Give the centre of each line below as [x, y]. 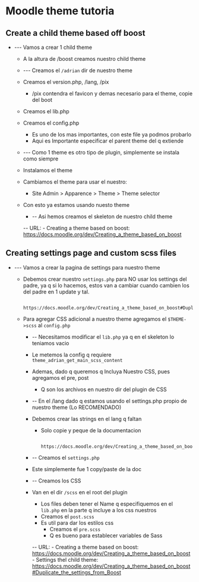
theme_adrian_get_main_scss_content [77, 360]
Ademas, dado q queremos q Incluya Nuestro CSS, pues [101, 372]
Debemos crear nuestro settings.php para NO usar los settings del [105, 279]
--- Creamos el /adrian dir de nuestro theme [78, 70]
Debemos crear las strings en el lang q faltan [87, 419]
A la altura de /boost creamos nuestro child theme [84, 59]
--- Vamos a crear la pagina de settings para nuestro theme [87, 267]
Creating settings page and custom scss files [91, 253]
